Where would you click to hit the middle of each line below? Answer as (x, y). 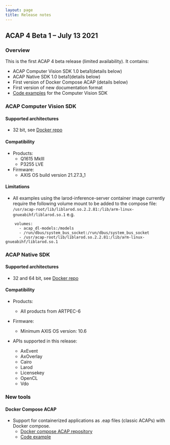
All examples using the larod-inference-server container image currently (89, 198)
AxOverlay (31, 356)
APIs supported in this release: (45, 341)
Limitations (17, 187)
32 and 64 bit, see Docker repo (45, 278)
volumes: (24, 224)
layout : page (19, 10)
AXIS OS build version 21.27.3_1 (53, 175)
